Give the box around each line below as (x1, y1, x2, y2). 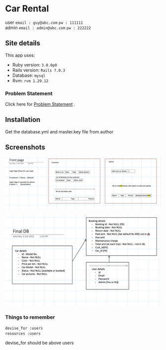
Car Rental (5, 3, 49, 14)
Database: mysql (12, 72, 46, 78)
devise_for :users (5, 326, 43, 331)
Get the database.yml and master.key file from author (5, 128, 114, 134)
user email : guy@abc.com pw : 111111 (5, 19, 83, 25)
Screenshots (5, 143, 45, 152)
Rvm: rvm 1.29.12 (12, 77, 48, 83)
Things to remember (5, 313, 55, 320)
